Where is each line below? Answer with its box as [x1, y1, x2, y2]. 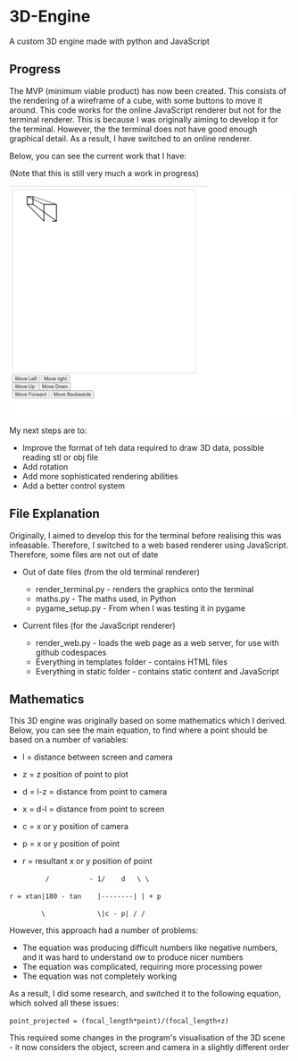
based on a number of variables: [9, 734, 129, 745]
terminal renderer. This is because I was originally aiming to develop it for [9, 114, 278, 124]
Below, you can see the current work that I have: [9, 150, 187, 161]
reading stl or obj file [21, 452, 99, 463]
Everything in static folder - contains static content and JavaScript [35, 666, 279, 676]
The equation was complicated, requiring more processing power [21, 962, 263, 972]
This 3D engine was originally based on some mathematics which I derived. [9, 716, 287, 726]
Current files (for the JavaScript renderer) [21, 620, 176, 631]
